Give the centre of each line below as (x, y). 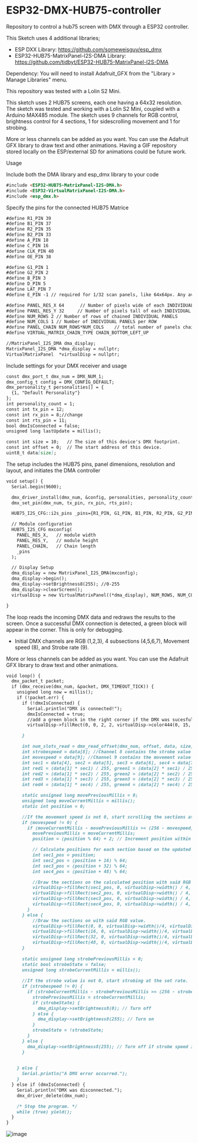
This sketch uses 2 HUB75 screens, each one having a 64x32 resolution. (94, 102)
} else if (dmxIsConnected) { (48, 1085)
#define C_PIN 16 (27, 245)
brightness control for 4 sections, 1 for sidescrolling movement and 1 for (93, 121)
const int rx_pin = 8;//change (44, 415)
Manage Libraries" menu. (37, 80)
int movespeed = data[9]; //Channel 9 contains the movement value (106, 757)
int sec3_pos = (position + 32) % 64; (80, 866)
